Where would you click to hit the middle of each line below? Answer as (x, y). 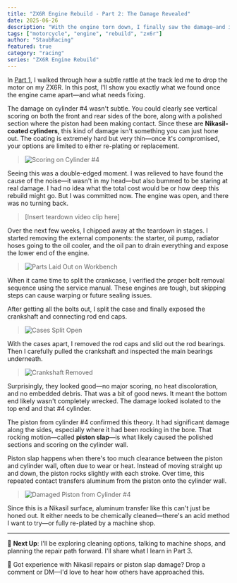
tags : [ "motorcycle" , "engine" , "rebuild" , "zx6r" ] (85, 33)
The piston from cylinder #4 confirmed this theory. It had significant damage (119, 422)
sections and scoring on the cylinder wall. (68, 444)
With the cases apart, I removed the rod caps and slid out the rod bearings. (116, 343)
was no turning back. (38, 203)
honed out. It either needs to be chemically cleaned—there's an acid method (119, 515)
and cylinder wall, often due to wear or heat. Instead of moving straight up (115, 465)
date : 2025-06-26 (33, 20)
